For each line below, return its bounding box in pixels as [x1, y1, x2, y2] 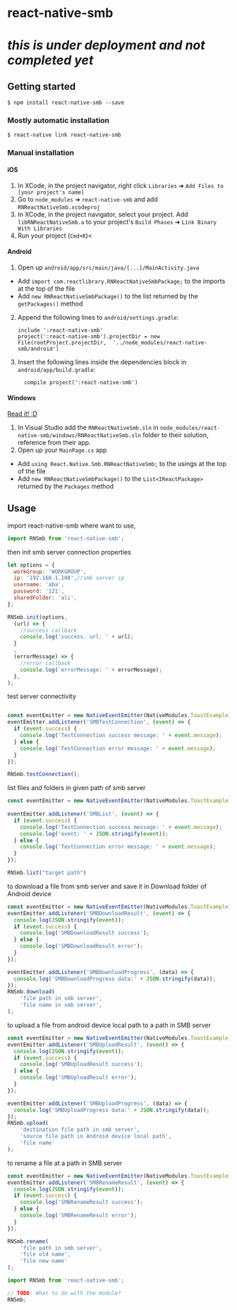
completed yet [7, 52, 94, 69]
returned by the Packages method [17, 482, 114, 491]
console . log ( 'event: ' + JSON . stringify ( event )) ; [20, 830, 169, 837]
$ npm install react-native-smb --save [7, 99, 125, 107]
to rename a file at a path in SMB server [7, 1159, 123, 1167]
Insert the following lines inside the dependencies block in [17, 357, 187, 366]
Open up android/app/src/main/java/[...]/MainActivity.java [17, 263, 200, 272]
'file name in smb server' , [20, 1002, 102, 1009]
